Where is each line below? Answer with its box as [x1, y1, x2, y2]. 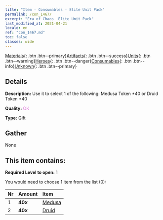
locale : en [5, 26, 28, 31]
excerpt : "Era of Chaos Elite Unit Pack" [5, 16, 94, 21]
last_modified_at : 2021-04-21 [5, 21, 68, 26]
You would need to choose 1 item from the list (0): [5, 179, 106, 185]
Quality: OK [5, 105, 30, 111]
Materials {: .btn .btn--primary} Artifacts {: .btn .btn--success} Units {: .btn [5, 53, 151, 59]
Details [5, 77, 27, 86]
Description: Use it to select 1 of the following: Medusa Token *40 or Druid [5, 91, 158, 96]
